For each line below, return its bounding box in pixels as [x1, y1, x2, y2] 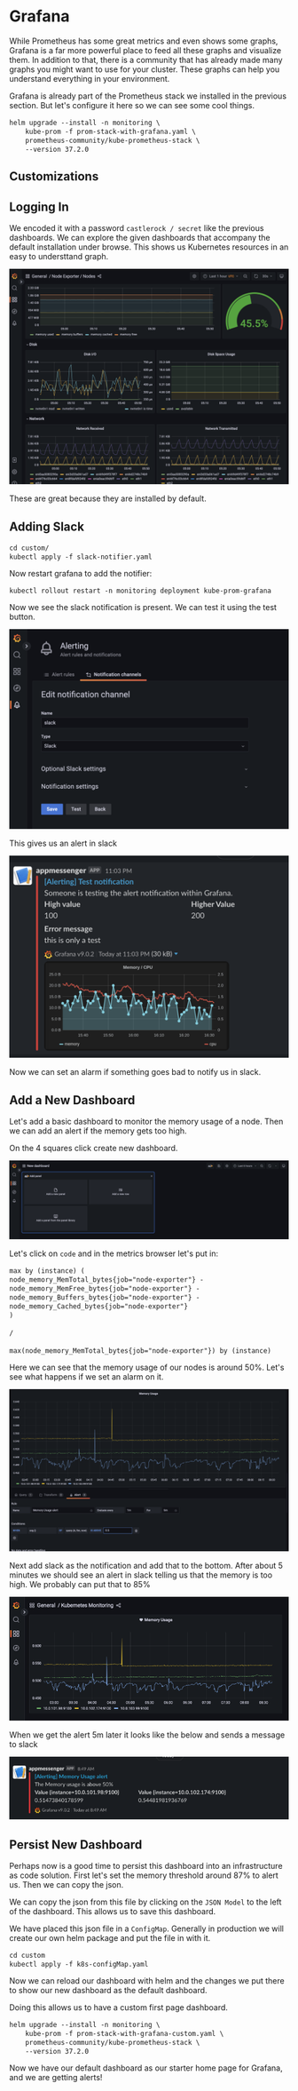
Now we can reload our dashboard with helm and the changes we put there [9, 1976, 286, 1986]
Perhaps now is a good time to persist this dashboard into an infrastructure [9, 1861, 283, 1872]
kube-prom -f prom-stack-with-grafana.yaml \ [25, 127, 197, 136]
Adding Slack [9, 519, 84, 534]
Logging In [9, 199, 69, 214]
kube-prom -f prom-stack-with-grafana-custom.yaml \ [25, 2030, 224, 2039]
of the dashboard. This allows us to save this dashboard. [9, 1906, 216, 1917]
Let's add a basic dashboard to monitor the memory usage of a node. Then [9, 1117, 284, 1127]
